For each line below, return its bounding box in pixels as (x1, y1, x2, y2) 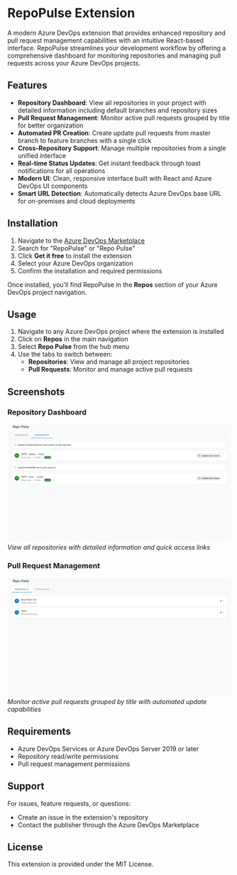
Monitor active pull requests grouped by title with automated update (7, 697, 207, 706)
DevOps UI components (17, 182, 88, 190)
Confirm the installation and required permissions (17, 266, 162, 275)
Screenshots (7, 386, 65, 398)
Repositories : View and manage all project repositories (28, 357, 190, 366)
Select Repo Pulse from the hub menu (17, 342, 130, 351)
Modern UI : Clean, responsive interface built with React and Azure (17, 174, 212, 182)
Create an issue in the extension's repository (17, 813, 149, 822)
